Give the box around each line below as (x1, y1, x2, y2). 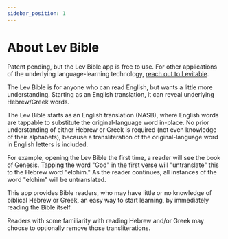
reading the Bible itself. (7, 203, 72, 212)
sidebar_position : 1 (7, 10, 67, 17)
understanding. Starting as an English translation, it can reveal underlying (7, 90, 214, 98)
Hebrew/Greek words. (7, 98, 70, 106)
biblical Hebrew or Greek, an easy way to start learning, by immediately (7, 196, 209, 204)
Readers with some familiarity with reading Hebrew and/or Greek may (7, 216, 205, 225)
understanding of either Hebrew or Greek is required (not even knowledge (7, 125, 217, 134)
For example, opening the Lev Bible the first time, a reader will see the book (7, 153, 221, 161)
